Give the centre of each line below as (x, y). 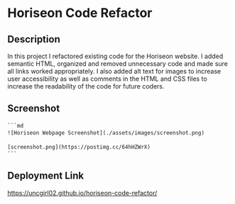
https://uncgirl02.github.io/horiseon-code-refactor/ (82, 193)
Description (34, 39)
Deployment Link (45, 176)
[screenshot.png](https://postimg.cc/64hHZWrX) (79, 147)
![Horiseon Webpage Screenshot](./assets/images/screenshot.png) (106, 132)
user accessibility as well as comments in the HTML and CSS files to (107, 79)
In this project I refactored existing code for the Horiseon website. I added (115, 56)
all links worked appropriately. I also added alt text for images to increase (114, 71)
